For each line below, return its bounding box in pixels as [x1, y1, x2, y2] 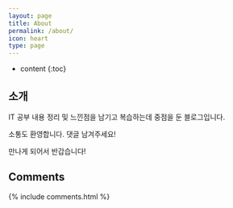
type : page [8, 42, 45, 50]
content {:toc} [19, 64, 67, 73]
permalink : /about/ [8, 27, 74, 35]
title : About [8, 19, 52, 27]
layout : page [8, 11, 52, 20]
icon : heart [8, 34, 48, 43]
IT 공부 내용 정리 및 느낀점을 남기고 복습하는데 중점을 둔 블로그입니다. [8, 112, 226, 122]
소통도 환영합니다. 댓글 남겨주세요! [8, 129, 117, 139]
